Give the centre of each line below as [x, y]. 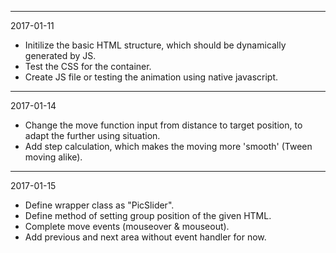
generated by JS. [60, 55]
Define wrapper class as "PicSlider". [99, 205]
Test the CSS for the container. [88, 66]
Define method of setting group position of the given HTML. [148, 215]
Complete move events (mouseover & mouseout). [127, 226]
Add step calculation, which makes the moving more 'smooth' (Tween [168, 146]
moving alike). [53, 157]
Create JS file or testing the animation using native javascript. [151, 77]
